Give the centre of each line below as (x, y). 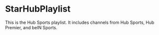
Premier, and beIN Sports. (31, 27)
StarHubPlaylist (38, 9)
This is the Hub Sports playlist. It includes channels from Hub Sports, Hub (80, 22)
